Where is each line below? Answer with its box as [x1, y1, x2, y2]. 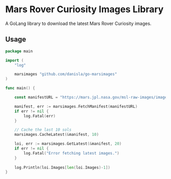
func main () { [5, 85, 36, 91]
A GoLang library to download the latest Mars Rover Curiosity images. [5, 20, 152, 26]
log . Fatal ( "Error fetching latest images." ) [23, 151, 120, 156]
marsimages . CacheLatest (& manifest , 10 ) [14, 132, 99, 137]
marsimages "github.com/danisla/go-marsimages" [14, 72, 117, 77]
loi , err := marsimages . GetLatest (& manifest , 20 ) [14, 141, 122, 146]
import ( [5, 57, 24, 63]
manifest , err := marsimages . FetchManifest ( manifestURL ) [14, 104, 138, 109]
